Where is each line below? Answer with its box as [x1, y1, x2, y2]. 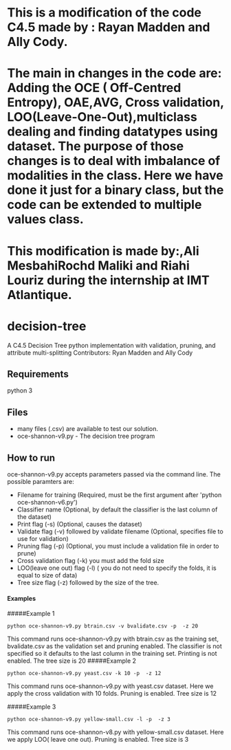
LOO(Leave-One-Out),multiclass [7, 109, 197, 125]
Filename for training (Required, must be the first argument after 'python [16, 490, 222, 499]
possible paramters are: [7, 477, 74, 485]
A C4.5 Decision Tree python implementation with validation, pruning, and [7, 341, 216, 349]
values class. [7, 212, 84, 228]
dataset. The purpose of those [7, 139, 184, 154]
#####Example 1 [7, 610, 55, 618]
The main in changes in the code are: [7, 65, 222, 81]
